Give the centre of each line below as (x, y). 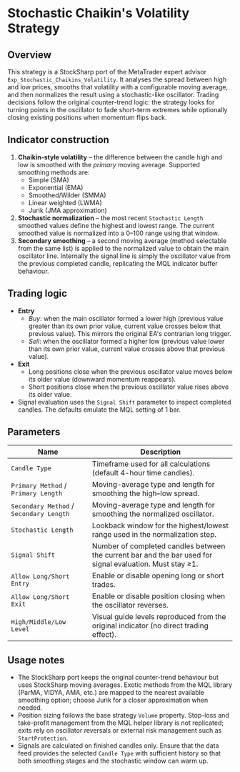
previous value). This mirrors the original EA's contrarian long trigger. (130, 333)
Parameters (34, 432)
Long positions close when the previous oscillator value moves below (130, 371)
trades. (104, 585)
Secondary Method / (43, 506)
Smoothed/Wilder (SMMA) (67, 195)
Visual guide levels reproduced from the (159, 617)
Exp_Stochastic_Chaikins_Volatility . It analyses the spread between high (117, 79)
